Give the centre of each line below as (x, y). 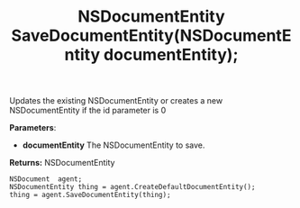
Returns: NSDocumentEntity (62, 163)
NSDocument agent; (46, 179)
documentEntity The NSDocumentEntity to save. (114, 145)
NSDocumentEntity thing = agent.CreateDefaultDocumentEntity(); (132, 187)
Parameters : (33, 128)
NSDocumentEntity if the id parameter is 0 (88, 111)
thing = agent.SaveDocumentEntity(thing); (90, 195)
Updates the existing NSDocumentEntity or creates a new (116, 101)
